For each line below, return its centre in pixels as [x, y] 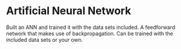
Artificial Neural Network [69, 11]
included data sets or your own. [45, 40]
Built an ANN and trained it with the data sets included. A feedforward [91, 27]
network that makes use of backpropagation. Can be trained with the [90, 33]
